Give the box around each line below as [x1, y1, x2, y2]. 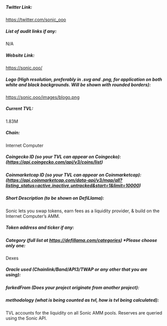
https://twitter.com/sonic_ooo [5, 17, 66, 23]
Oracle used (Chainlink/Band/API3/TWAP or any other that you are [5, 266, 148, 272]
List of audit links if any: [5, 28, 57, 34]
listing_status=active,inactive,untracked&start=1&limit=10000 [5, 182, 140, 188]
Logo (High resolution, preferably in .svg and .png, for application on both [5, 76, 163, 82]
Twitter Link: [5, 4, 32, 10]
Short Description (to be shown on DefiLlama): [5, 195, 104, 201]
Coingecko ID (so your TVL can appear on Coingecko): [5, 154, 121, 160]
